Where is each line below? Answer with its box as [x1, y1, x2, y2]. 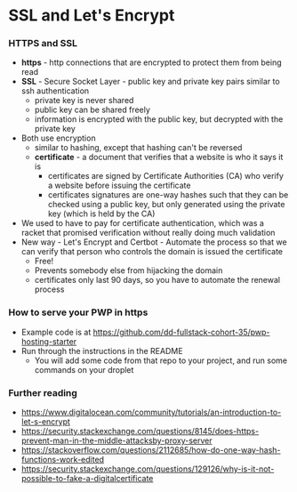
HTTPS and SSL [8, 37, 77, 50]
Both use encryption [20, 133, 96, 143]
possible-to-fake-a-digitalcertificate [20, 473, 154, 484]
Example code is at [20, 327, 92, 337]
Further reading [8, 386, 77, 399]
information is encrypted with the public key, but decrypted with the [34, 114, 284, 125]
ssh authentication [20, 85, 90, 96]
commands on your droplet [34, 364, 134, 375]
